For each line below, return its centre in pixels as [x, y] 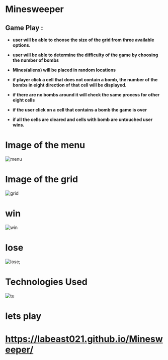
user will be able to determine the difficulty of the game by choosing [85, 55]
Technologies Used [47, 282]
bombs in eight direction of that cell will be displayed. [69, 85]
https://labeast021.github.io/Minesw [84, 339]
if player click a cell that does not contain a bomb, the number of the [85, 80]
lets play [23, 316]
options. [21, 45]
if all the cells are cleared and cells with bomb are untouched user [82, 119]
